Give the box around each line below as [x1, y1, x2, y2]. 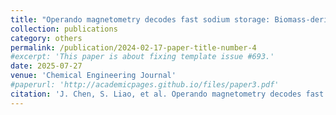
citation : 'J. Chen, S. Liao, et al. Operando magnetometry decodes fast [10, 89, 325, 99]
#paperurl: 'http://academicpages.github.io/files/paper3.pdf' [10, 80, 280, 90]
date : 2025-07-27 [10, 61, 83, 71]
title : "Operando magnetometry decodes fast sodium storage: [10, 14, 271, 25]
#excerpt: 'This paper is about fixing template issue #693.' [10, 52, 275, 62]
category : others [10, 33, 83, 43]
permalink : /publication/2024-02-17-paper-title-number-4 [10, 42, 257, 53]
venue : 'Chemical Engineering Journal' [10, 71, 177, 81]
